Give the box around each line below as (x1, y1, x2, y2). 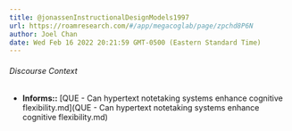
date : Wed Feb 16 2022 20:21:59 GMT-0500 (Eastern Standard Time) (9, 37, 262, 47)
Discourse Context (9, 65, 78, 76)
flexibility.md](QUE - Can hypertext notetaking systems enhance (21, 102, 260, 113)
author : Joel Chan (9, 29, 78, 38)
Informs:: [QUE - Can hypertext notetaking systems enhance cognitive (21, 93, 283, 103)
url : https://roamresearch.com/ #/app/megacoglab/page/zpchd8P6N (9, 21, 254, 30)
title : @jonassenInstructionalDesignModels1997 (9, 12, 190, 22)
